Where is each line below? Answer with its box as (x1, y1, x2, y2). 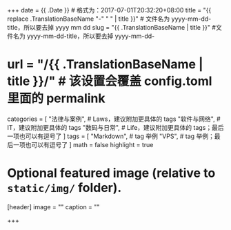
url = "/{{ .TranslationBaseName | (7, 57, 203, 73)
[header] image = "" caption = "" (7, 202, 100, 211)
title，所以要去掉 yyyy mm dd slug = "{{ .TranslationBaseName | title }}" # (7, 23, 216, 31)
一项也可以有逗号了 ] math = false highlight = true (12, 140, 154, 148)
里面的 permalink (7, 90, 106, 106)
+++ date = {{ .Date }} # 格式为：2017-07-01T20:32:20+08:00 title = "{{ (7, 6, 212, 14)
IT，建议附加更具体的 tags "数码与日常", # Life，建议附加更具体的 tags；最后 (7, 123, 224, 131)
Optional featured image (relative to (7, 165, 216, 181)
